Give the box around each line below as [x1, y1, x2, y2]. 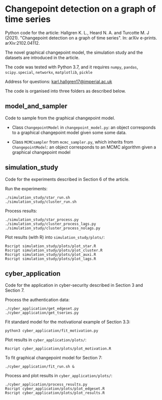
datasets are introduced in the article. [5, 54, 80, 60]
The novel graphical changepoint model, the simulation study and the [5, 50, 143, 55]
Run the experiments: [5, 185, 48, 191]
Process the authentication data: [5, 297, 70, 303]
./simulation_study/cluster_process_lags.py [5, 221, 96, 226]
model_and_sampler [5, 102, 68, 110]
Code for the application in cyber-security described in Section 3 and [5, 283, 144, 288]
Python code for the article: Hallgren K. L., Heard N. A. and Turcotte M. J [5, 30, 149, 35]
